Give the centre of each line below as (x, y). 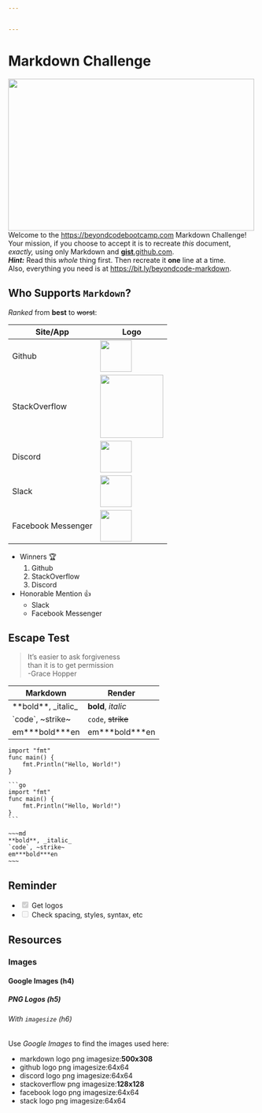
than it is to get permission (70, 665)
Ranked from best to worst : (53, 312)
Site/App (52, 332)
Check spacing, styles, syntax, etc (87, 915)
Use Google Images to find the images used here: (89, 1044)
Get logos (47, 905)
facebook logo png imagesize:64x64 (79, 1092)
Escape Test (39, 637)
